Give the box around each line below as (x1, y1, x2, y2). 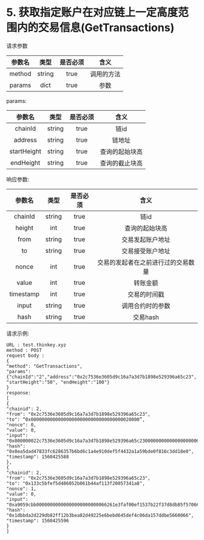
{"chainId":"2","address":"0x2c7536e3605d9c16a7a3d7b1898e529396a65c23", (6, 374, 197, 380)
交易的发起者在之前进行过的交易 (97, 258, 189, 267)
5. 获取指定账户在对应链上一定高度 (6, 5, 178, 19)
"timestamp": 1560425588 (6, 454, 69, 460)
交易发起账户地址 (121, 235, 171, 244)
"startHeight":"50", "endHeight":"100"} (6, 379, 110, 385)
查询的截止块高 (100, 159, 143, 167)
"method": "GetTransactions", (6, 363, 83, 369)
